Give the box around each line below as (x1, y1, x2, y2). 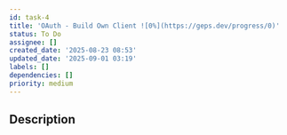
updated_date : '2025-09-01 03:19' (9, 54, 138, 63)
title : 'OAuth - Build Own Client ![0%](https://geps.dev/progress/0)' (9, 21, 280, 30)
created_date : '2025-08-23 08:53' (9, 46, 138, 55)
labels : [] (9, 63, 50, 72)
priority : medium (9, 79, 74, 88)
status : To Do (9, 29, 62, 38)
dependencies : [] (9, 71, 74, 80)
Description (9, 112, 76, 127)
